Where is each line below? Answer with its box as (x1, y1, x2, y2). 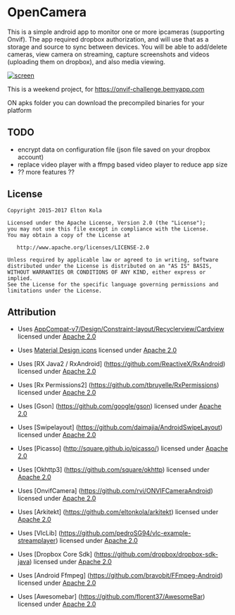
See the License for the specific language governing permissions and (7, 281, 219, 288)
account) (17, 152, 44, 161)
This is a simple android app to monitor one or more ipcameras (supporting (7, 28, 225, 36)
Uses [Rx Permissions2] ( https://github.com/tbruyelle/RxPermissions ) (17, 381, 220, 389)
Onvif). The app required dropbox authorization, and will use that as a (7, 35, 209, 43)
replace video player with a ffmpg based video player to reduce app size (17, 160, 228, 169)
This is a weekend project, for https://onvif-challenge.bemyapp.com (7, 85, 205, 93)
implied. (7, 274, 33, 282)
